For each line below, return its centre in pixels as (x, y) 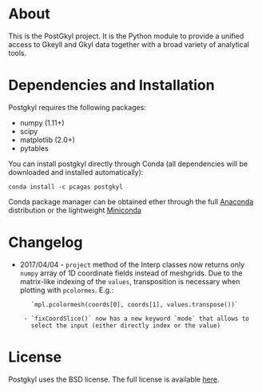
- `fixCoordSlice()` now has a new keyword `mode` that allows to (136, 319)
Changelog (46, 242)
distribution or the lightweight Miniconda (75, 210)
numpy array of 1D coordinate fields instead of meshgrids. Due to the (131, 273)
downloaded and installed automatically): (76, 172)
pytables (34, 148)
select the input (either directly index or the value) (126, 325)
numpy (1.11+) (42, 123)
